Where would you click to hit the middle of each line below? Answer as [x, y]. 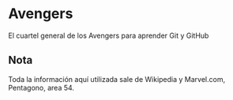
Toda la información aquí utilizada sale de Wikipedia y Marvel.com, [117, 79]
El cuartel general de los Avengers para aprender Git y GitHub [109, 35]
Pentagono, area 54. [41, 87]
